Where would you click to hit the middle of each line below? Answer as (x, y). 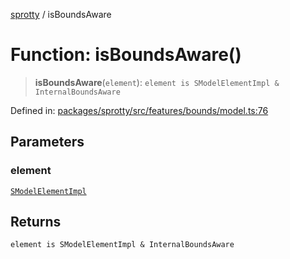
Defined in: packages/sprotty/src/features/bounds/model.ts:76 (139, 110)
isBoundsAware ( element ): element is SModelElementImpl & (157, 82)
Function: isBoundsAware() (126, 55)
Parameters (47, 142)
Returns (36, 222)
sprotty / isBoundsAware (61, 14)
